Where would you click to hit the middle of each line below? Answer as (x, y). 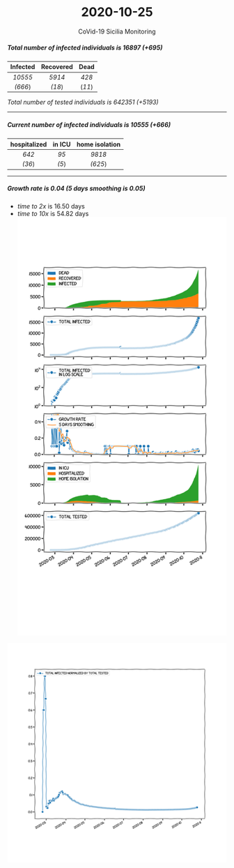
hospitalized (29, 144)
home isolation (98, 144)
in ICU (62, 144)
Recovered (57, 67)
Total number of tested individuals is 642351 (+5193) (83, 102)
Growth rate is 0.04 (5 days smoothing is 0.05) (76, 188)
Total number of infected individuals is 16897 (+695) (85, 47)
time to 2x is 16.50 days (51, 206)
